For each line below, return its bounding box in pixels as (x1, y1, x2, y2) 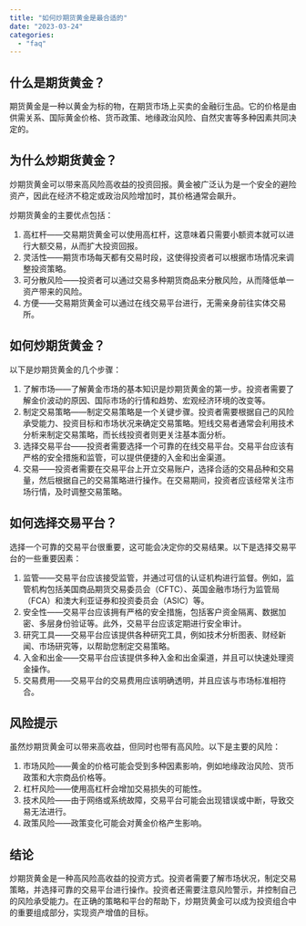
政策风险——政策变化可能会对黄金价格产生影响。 (22, 817, 207, 828)
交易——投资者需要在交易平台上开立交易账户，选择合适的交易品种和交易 (22, 463, 294, 474)
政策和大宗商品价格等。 (22, 772, 111, 783)
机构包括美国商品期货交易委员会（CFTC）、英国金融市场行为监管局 (30, 583, 280, 594)
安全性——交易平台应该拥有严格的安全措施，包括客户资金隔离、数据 (22, 606, 279, 617)
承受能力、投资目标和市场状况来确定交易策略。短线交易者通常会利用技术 (22, 417, 294, 429)
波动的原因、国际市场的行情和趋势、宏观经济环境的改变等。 (46, 394, 270, 406)
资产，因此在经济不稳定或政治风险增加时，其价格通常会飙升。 (9, 190, 241, 201)
